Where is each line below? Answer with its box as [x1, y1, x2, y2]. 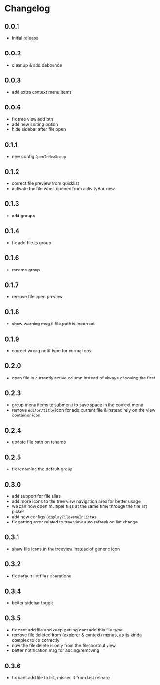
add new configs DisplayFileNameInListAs [11, 514, 97, 520]
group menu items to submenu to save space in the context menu [11, 402, 143, 408]
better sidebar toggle [11, 600, 54, 606]
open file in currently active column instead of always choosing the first [11, 375, 155, 380]
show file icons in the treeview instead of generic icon [11, 546, 120, 552]
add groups [11, 213, 35, 218]
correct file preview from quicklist [11, 180, 80, 186]
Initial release [11, 35, 38, 41]
